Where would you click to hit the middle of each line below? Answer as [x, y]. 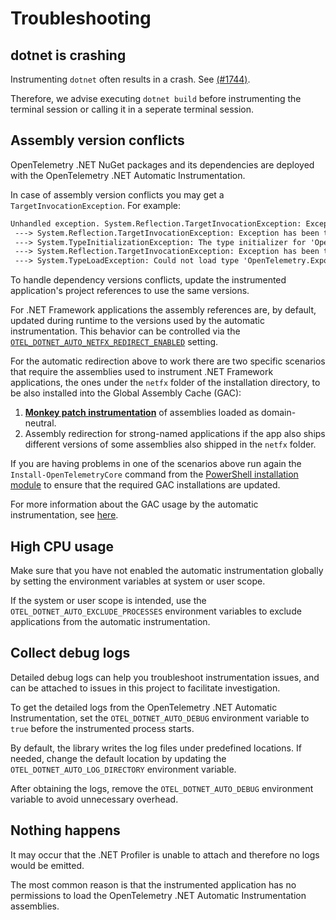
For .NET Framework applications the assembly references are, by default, [163, 310]
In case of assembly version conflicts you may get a [117, 194]
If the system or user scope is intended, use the [108, 600]
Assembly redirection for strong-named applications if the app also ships [175, 434]
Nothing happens [65, 830]
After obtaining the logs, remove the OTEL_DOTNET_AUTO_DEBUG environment [162, 788]
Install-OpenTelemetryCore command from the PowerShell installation [154, 474]
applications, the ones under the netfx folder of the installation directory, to [165, 383]
